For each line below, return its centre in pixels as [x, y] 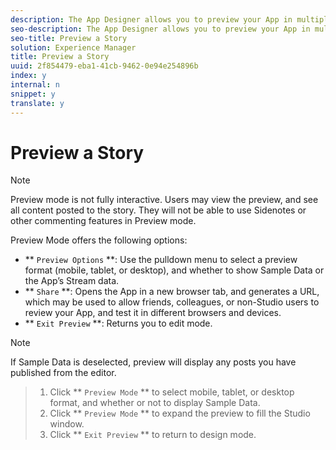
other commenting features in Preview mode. [103, 221]
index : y [28, 76]
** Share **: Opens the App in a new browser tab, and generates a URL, [172, 292]
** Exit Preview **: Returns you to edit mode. [118, 323]
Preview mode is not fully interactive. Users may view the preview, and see [164, 200]
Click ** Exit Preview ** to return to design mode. [153, 435]
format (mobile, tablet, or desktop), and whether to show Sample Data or [174, 270]
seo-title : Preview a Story [69, 38]
